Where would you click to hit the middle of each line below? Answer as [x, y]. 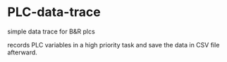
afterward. [22, 52]
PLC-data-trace [54, 12]
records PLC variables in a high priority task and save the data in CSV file [114, 45]
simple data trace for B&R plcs [51, 31]
